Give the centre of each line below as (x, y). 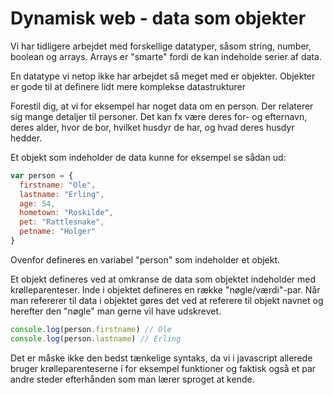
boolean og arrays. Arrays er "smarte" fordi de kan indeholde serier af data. (166, 56)
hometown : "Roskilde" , (66, 213)
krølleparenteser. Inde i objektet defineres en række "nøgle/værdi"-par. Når (165, 289)
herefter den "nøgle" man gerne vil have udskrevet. (116, 311)
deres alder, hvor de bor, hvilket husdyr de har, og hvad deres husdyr (152, 127)
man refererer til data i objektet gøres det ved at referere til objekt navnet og (167, 300)
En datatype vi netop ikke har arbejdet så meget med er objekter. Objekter (163, 76)
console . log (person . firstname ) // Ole (91, 329)
